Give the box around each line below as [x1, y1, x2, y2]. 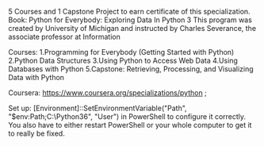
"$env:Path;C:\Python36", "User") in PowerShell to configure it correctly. [8, 112, 247, 121]
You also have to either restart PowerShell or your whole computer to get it [8, 121, 252, 129]
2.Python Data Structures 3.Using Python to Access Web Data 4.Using [8, 56, 238, 65]
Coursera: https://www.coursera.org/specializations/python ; [8, 88, 208, 98]
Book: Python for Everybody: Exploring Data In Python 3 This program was [8, 15, 252, 25]
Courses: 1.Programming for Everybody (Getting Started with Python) [8, 48, 235, 56]
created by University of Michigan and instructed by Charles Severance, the [8, 24, 256, 33]
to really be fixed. [8, 129, 65, 138]
